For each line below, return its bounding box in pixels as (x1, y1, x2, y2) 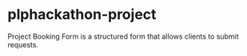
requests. (7, 39, 39, 49)
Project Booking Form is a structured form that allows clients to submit (7, 32, 239, 41)
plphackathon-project (7, 6, 157, 24)
